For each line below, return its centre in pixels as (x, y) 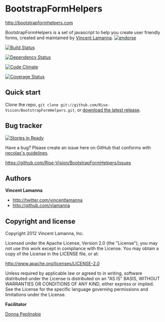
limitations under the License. (35, 295)
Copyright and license (40, 221)
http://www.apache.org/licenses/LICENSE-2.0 (52, 264)
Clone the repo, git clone (32, 104)
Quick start (23, 93)
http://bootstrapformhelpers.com (39, 23)
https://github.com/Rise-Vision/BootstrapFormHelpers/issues (68, 163)
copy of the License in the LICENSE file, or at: (52, 254)
